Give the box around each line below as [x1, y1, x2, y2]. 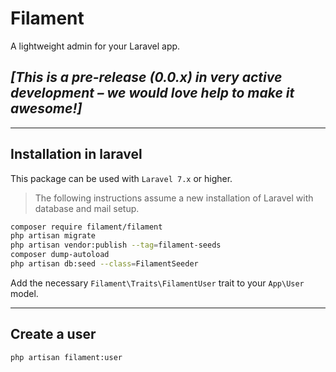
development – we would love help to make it [10, 85, 295, 102]
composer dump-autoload [10, 250, 110, 260]
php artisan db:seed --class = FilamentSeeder [10, 259, 199, 269]
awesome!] [10, 100, 83, 117]
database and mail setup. [34, 202, 140, 214]
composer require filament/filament [10, 222, 163, 232]
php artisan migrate [10, 231, 97, 241]
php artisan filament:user [10, 352, 123, 362]
